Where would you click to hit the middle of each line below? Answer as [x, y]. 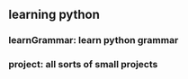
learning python [54, 15]
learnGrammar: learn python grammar [94, 40]
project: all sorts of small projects [83, 65]
